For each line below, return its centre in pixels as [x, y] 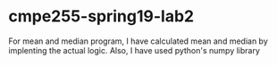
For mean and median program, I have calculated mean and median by [138, 41]
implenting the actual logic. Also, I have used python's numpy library [134, 50]
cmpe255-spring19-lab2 [101, 16]
